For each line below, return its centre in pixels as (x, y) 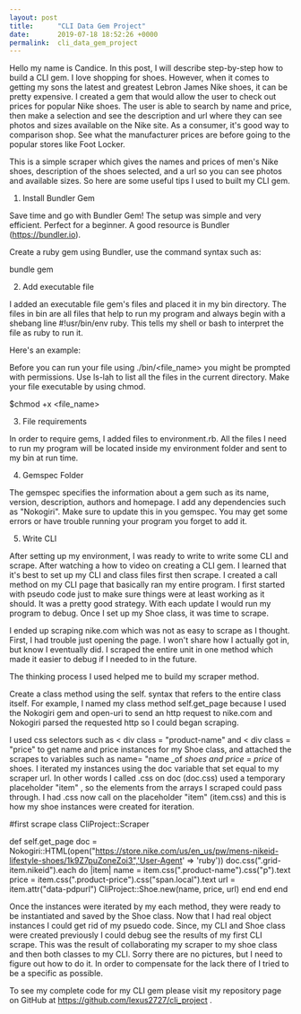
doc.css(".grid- (254, 861)
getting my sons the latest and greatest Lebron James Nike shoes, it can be (149, 87)
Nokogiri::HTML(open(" (52, 851)
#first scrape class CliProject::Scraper (79, 824)
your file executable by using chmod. (77, 387)
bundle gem (31, 269)
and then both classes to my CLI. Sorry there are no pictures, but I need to (146, 954)
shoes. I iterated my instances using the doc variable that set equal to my (144, 769)
